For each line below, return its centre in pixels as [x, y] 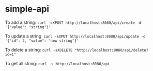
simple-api [27, 9]
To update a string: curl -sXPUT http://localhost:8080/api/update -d [75, 36]
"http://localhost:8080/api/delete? [111, 50]
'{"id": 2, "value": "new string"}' [42, 41]
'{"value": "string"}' [28, 27]
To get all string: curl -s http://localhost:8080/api [57, 63]
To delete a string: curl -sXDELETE [39, 50]
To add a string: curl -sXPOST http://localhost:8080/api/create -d [73, 22]
